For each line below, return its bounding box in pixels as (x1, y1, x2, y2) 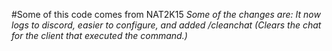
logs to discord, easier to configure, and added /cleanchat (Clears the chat (11, 19, 322, 31)
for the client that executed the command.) (11, 30, 188, 41)
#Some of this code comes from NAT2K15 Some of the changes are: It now (11, 9, 321, 20)
